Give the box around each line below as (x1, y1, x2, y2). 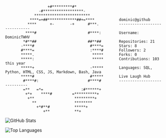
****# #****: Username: (25, 30, 140, 35)
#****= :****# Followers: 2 (20, 48, 146, 53)
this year (5, 61, 26, 66)
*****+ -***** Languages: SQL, (20, 65, 153, 70)
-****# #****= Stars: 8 (20, 43, 137, 48)
